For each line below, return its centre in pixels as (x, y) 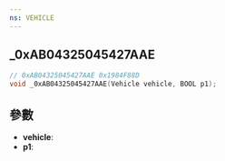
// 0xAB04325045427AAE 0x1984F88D (75, 75)
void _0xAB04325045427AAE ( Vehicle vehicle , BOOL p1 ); (113, 84)
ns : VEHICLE (32, 18)
